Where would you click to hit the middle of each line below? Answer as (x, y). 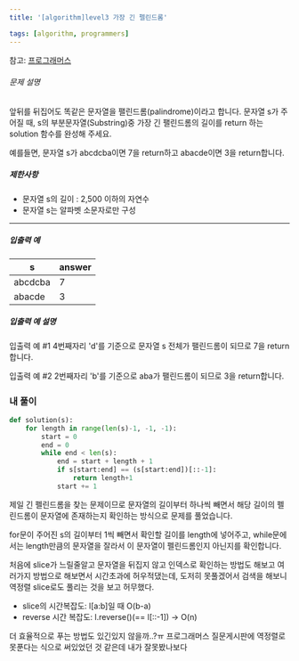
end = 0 (55, 445)
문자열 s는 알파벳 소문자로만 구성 (79, 209)
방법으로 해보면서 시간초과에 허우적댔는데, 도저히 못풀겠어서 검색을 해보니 (160, 575)
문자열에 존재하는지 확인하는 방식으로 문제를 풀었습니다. (136, 515)
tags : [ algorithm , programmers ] (69, 33)
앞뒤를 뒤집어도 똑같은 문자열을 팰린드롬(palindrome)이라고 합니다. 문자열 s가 (144, 111)
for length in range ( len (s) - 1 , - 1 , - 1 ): (101, 428)
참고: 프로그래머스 (40, 60)
